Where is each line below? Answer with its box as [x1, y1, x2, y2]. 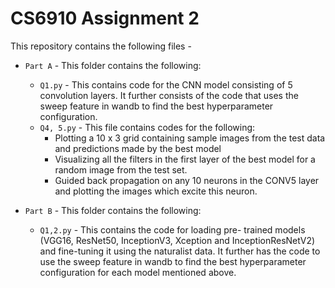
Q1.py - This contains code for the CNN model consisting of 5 [39, 78, 293, 91]
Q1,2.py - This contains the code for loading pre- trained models [39, 223, 306, 236]
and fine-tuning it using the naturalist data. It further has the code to [39, 245, 321, 257]
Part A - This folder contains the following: [24, 59, 202, 71]
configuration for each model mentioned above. [39, 266, 237, 278]
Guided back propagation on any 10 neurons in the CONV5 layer [54, 174, 320, 186]
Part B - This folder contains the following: [24, 204, 202, 216]
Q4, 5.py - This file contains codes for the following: [39, 121, 256, 133]
